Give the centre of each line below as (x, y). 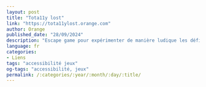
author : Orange (26, 29)
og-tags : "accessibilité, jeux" (48, 69)
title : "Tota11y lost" (35, 18)
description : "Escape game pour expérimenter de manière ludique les (97, 40)
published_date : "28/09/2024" (45, 35)
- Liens (16, 58)
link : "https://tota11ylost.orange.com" (59, 23)
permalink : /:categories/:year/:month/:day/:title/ (74, 75)
